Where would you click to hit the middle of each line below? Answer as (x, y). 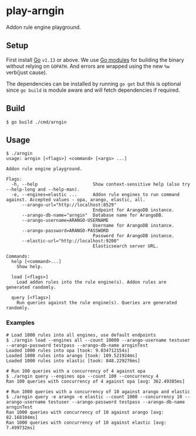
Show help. (30, 267)
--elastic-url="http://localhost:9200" (70, 241)
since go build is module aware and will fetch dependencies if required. (93, 90)
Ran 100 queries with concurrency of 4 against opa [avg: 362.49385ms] (95, 381)
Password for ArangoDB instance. (134, 236)
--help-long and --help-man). (43, 189)
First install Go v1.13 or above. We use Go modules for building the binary (95, 59)
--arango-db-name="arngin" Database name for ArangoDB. (93, 215)
